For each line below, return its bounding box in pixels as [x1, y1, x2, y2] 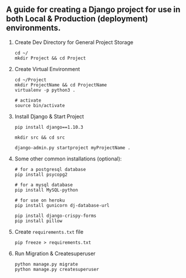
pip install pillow [14, 217, 63, 224]
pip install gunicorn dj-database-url [14, 202, 110, 208]
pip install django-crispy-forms [14, 213, 97, 219]
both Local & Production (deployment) [6, 14, 148, 24]
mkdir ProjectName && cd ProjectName [14, 82, 107, 88]
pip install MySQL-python [14, 187, 78, 193]
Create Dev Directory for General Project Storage [14, 38, 134, 46]
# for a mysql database [14, 182, 73, 187]
